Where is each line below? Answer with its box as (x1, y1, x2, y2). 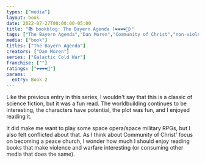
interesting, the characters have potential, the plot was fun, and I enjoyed (6, 106, 190, 114)
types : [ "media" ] (6, 9, 51, 15)
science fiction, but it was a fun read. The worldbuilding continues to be (6, 100, 187, 107)
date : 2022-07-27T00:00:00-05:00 (6, 20, 92, 26)
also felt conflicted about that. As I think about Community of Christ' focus (6, 131, 193, 139)
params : (6, 71, 26, 77)
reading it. (6, 113, 32, 120)
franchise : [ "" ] (6, 60, 48, 66)
